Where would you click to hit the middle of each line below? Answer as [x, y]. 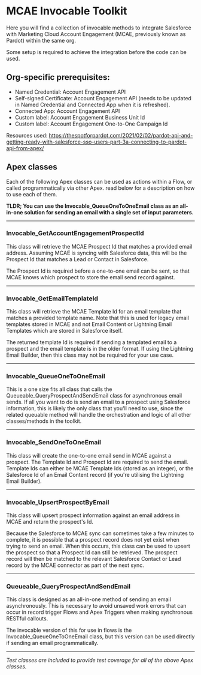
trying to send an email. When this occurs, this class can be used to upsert [98, 546]
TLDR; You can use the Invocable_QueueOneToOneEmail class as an [92, 206]
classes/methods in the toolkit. [44, 421]
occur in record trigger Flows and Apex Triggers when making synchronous [100, 612]
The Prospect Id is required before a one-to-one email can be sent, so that [98, 271]
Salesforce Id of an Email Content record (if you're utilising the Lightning [95, 474]
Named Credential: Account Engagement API [70, 92]
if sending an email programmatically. [52, 643]
